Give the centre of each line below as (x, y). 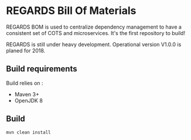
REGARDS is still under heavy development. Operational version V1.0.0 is (94, 44)
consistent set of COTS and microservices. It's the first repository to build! (96, 33)
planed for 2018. (26, 50)
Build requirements (42, 69)
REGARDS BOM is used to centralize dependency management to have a (94, 27)
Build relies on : (25, 83)
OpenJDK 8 (28, 100)
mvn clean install (28, 132)
